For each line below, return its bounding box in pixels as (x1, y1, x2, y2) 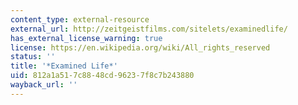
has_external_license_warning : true (10, 33, 163, 43)
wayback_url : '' (10, 80, 78, 90)
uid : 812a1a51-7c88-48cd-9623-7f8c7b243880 (10, 71, 195, 81)
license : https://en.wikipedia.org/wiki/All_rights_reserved (10, 42, 271, 53)
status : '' (10, 52, 56, 62)
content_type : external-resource (10, 14, 150, 25)
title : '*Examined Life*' (10, 61, 118, 71)
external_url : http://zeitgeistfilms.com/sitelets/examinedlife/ (10, 24, 288, 34)
